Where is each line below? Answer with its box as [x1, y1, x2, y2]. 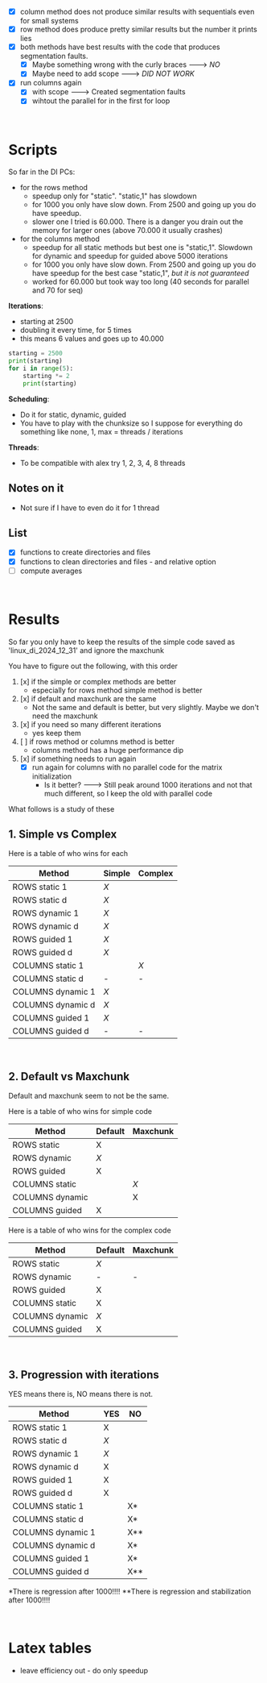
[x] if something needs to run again [19, 754, 137, 763]
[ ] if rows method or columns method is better [19, 737, 175, 746]
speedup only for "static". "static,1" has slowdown [31, 191, 197, 201]
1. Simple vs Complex [8, 828, 117, 841]
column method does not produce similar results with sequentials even [19, 7, 255, 16]
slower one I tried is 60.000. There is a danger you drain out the [31, 217, 244, 226]
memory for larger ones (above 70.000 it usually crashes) [31, 226, 224, 235]
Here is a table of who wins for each [8, 849, 129, 858]
